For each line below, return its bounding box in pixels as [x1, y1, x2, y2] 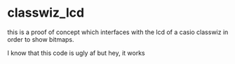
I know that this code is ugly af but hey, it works [7, 49, 145, 57]
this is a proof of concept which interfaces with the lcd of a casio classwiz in [7, 28, 229, 36]
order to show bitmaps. [7, 35, 75, 43]
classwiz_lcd [7, 5, 85, 21]
